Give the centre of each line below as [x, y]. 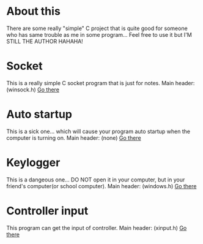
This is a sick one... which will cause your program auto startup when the [98, 131]
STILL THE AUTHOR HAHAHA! [45, 41]
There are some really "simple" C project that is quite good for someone [97, 28]
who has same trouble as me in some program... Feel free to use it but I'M [99, 34]
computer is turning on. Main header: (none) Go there [74, 138]
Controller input [47, 211]
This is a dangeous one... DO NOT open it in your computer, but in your [96, 180]
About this [34, 11]
